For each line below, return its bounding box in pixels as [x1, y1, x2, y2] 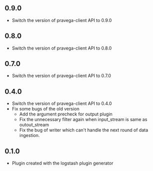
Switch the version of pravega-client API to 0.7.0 [11, 72, 112, 79]
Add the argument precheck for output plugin [19, 111, 113, 117]
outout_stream [19, 122, 49, 128]
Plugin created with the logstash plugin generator [11, 160, 114, 166]
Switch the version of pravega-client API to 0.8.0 [11, 45, 112, 51]
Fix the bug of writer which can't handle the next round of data [19, 127, 148, 133]
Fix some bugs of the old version [11, 106, 80, 112]
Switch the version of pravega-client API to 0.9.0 [11, 17, 112, 23]
